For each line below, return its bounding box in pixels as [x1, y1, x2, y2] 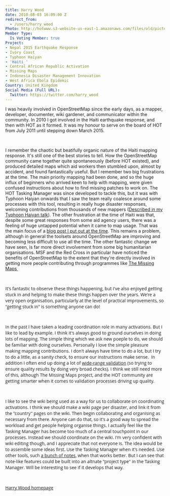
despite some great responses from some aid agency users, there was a [5, 217, 156, 223]
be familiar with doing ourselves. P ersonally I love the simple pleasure [5, 341, 149, 349]
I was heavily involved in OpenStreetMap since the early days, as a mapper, [5, 106, 163, 112]
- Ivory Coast [5, 50, 35, 55]
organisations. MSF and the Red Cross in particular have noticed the [5, 249, 148, 256]
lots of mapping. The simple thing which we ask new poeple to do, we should [5, 335, 163, 342]
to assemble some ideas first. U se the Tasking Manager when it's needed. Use [5, 446, 165, 453]
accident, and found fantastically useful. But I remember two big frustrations [5, 169, 164, 175]
